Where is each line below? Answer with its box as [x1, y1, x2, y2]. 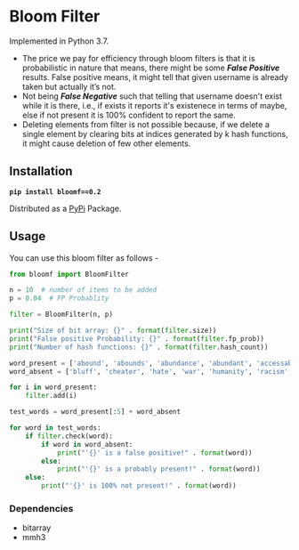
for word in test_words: [9, 424, 101, 433]
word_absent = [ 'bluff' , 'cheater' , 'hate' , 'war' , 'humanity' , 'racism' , [9, 367, 293, 376]
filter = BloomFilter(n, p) [9, 310, 114, 319]
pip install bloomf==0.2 [9, 187, 101, 197]
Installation [9, 164, 73, 179]
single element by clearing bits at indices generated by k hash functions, [21, 128, 289, 139]
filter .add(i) [25, 392, 77, 400]
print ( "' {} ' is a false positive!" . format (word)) [56, 448, 253, 457]
